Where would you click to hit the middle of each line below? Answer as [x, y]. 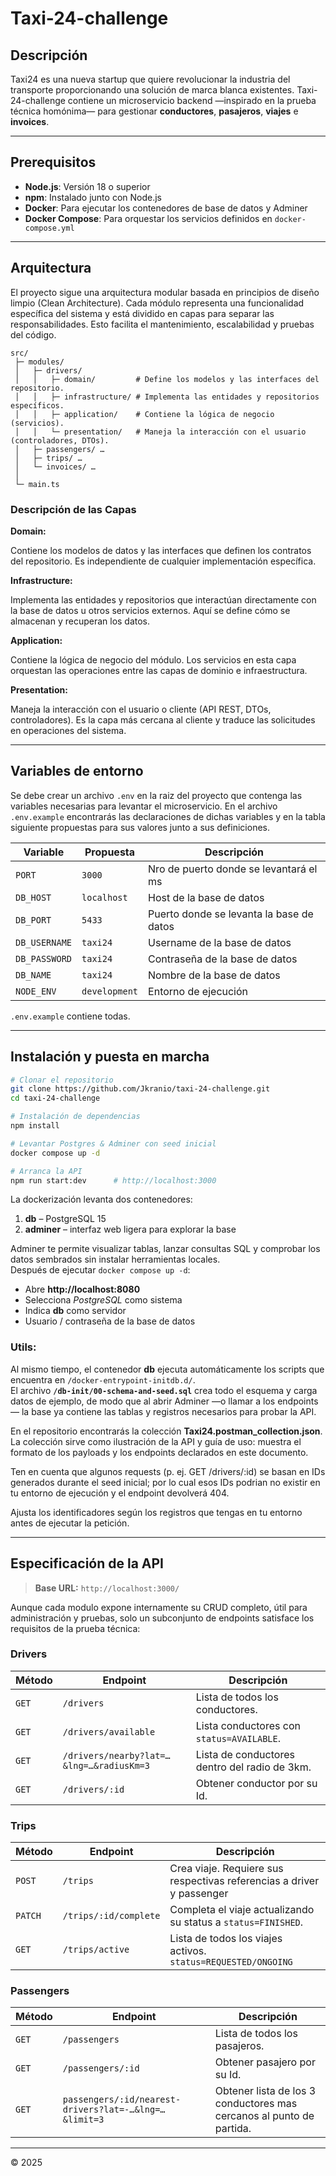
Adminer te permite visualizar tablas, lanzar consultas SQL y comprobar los [165, 1249]
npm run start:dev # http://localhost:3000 [113, 1180]
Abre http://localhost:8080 [82, 1289]
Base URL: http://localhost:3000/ [107, 1588]
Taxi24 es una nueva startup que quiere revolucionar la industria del [150, 79]
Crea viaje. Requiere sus [226, 1869]
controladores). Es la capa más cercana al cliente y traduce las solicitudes [163, 719]
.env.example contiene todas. [70, 1016]
